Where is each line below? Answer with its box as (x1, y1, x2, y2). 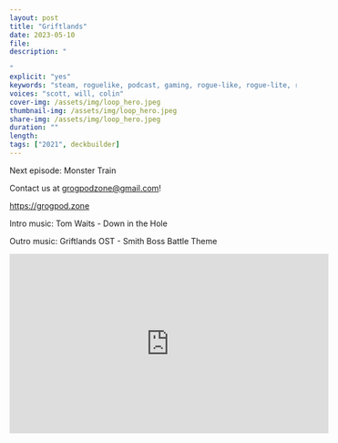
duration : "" (9, 123, 59, 132)
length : (9, 131, 39, 141)
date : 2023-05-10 (9, 30, 76, 39)
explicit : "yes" (9, 72, 71, 82)
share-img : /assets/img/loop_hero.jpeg (9, 115, 161, 124)
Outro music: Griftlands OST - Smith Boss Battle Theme (9, 235, 218, 246)
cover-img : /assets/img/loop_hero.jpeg (9, 98, 161, 107)
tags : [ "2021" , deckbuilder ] (9, 140, 120, 149)
